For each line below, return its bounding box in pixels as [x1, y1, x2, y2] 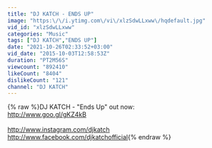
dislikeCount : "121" [7, 76, 69, 84]
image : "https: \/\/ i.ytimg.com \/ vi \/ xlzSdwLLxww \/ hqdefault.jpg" [7, 17, 206, 24]
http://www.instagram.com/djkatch [7, 125, 111, 134]
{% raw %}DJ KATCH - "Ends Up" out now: [7, 102, 135, 111]
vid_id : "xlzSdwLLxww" [7, 23, 75, 31]
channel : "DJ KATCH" [7, 83, 69, 90]
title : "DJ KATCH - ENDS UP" [7, 10, 94, 18]
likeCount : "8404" [7, 70, 62, 77]
